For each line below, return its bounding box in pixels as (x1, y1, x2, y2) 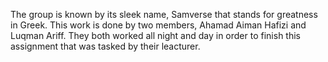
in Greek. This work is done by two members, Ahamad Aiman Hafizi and (10, 19, 307, 31)
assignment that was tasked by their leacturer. (10, 40, 201, 52)
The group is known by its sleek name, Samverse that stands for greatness (10, 9, 318, 20)
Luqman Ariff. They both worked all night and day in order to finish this (10, 30, 301, 41)
